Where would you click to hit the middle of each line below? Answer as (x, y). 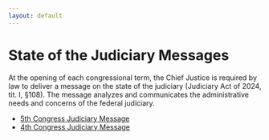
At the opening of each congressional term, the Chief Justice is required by (133, 78)
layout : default (35, 16)
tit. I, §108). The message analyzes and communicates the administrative (128, 94)
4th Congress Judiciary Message (75, 127)
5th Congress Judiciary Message (75, 118)
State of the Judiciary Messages (119, 55)
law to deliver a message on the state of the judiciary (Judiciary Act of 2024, (135, 86)
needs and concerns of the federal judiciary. (82, 103)
